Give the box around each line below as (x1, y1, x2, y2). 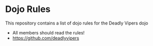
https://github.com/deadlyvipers (12, 35, 79, 41)
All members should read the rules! (12, 29, 85, 35)
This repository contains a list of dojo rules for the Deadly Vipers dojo (5, 20, 148, 26)
